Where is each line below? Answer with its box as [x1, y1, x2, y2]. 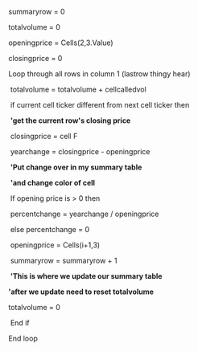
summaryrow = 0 [8, 7, 66, 16]
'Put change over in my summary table [10, 162, 142, 172]
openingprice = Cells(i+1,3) [10, 240, 101, 250]
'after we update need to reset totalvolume [8, 287, 155, 296]
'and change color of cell [10, 178, 95, 187]
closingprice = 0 [8, 54, 63, 63]
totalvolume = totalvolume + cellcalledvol [10, 84, 146, 94]
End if [10, 318, 30, 328]
